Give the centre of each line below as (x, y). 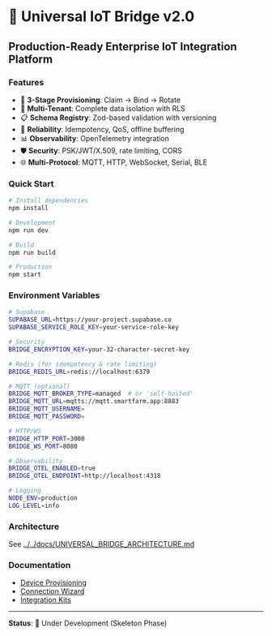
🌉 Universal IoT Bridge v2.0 (102, 17)
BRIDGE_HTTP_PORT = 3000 (47, 438)
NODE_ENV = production (43, 498)
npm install (28, 208)
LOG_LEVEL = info (34, 505)
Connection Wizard (52, 591)
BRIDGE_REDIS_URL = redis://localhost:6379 (79, 372)
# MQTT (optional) (39, 386)
